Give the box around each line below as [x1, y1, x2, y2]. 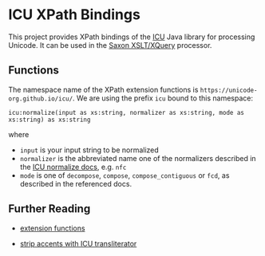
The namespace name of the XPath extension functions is [8, 85, 199, 94]
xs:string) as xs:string [8, 116, 91, 124]
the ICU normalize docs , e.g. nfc [19, 162, 127, 171]
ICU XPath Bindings [8, 6, 141, 24]
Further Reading [8, 202, 91, 216]
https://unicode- [200, 86, 258, 94]
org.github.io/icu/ [8, 94, 73, 103]
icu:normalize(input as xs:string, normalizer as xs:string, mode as [8, 108, 245, 116]
